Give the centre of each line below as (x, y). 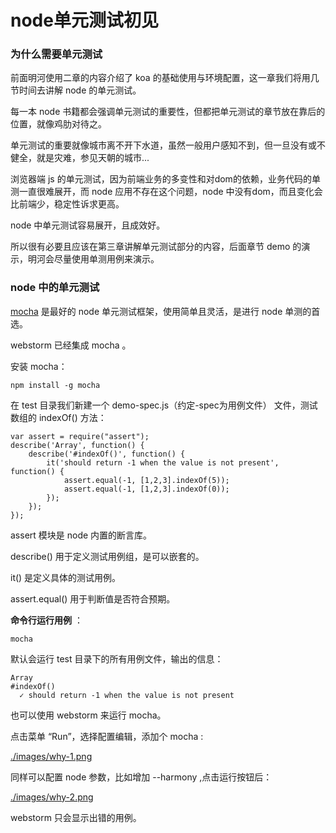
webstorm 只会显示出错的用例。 (76, 817)
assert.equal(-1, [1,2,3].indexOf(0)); (146, 489)
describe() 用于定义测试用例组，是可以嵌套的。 (107, 556)
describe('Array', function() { (77, 445)
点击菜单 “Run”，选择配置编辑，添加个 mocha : (107, 736)
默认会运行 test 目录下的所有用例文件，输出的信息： (117, 658)
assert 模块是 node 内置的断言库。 (81, 535)
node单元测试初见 (84, 20)
